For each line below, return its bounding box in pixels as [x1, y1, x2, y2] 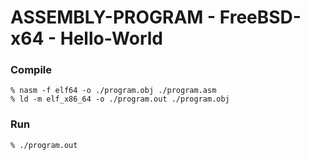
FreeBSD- [219, 6, 302, 29]
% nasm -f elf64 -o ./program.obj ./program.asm [10, 86, 217, 96]
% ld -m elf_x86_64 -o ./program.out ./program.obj [10, 94, 230, 105]
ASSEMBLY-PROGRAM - [10, 6, 217, 29]
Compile [10, 63, 52, 77]
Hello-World [59, 27, 164, 50]
